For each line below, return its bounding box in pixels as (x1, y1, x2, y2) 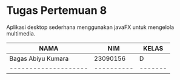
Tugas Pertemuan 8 (6, 4, 107, 17)
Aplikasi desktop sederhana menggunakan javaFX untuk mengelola (6, 23, 175, 31)
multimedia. (6, 29, 36, 37)
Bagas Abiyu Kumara (9, 54, 69, 63)
